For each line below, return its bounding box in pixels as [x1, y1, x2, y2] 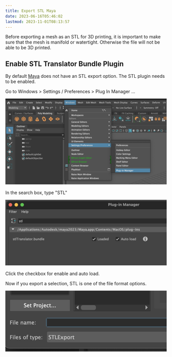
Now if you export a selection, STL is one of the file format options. [5, 280, 147, 286]
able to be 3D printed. [5, 45, 51, 51]
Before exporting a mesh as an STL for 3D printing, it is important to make [5, 34, 161, 40]
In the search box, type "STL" [5, 190, 68, 196]
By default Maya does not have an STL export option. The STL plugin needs [5, 73, 165, 79]
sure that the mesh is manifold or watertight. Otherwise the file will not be [5, 39, 160, 46]
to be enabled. [5, 78, 36, 85]
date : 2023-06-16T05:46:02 [5, 13, 63, 19]
